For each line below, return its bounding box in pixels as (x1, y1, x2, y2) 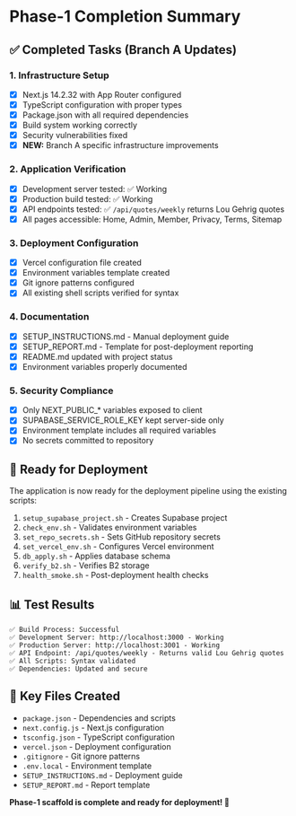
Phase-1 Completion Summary (9, 6, 241, 27)
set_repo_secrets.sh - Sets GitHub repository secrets (22, 531, 222, 542)
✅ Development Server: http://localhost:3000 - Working (9, 633, 224, 643)
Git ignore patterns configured (22, 277, 135, 288)
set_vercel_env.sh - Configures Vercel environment (22, 541, 214, 552)
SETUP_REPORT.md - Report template (22, 779, 151, 790)
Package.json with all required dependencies (22, 110, 189, 120)
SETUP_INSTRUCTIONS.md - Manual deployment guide (22, 330, 230, 342)
